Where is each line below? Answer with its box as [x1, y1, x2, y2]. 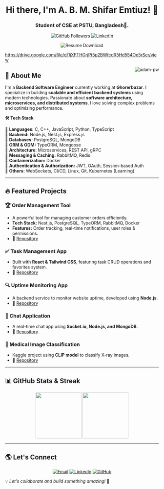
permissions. [12, 230, 38, 236]
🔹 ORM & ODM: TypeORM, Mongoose [5, 142, 82, 148]
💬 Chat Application [5, 312, 50, 319]
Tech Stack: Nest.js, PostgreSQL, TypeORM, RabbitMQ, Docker [12, 220, 140, 226]
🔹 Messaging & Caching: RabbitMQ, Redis [5, 152, 90, 158]
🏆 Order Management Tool [5, 202, 71, 209]
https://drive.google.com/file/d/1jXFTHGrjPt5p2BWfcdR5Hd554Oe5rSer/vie [5, 52, 157, 58]
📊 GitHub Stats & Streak [5, 377, 81, 385]
